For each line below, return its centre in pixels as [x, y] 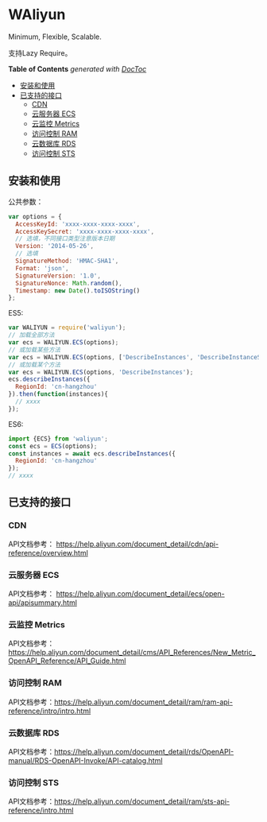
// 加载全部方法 [31, 335]
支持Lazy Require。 [40, 52]
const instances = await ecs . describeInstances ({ [92, 454]
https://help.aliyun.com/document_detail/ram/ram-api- [143, 702]
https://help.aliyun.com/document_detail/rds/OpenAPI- [144, 751]
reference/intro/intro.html [50, 711]
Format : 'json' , [42, 268]
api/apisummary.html [43, 603]
